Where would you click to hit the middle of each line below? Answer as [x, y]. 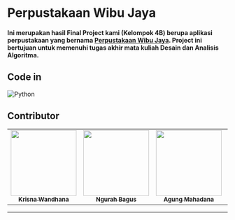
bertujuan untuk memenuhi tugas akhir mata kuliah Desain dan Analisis [113, 48]
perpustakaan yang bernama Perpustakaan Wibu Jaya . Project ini [105, 40]
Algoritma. [23, 55]
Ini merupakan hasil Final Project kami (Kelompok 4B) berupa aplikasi [110, 32]
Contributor [33, 116]
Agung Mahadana [189, 200]
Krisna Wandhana [44, 200]
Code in [24, 77]
